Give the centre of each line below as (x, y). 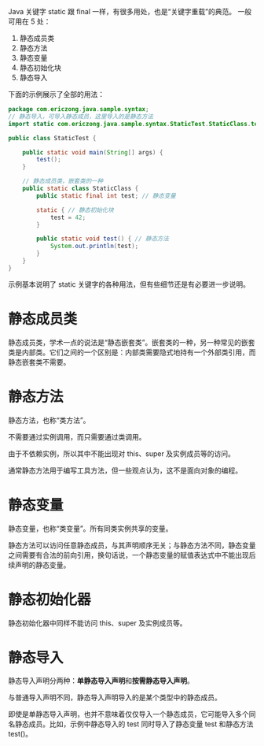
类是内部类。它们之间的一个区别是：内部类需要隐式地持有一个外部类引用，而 (132, 352)
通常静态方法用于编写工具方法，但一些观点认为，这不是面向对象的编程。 (125, 470)
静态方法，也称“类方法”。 (49, 420)
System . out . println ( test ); (94, 247)
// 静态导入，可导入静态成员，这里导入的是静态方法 (81, 117)
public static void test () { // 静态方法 (103, 239)
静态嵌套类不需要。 (39, 362)
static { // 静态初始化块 (75, 210)
